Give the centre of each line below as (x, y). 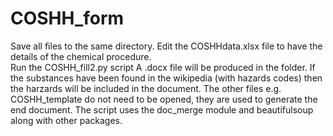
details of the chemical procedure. (81, 56)
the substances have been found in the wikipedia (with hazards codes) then (166, 78)
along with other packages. (66, 120)
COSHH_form (67, 18)
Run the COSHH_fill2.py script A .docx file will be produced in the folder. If (163, 67)
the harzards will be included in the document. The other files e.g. (146, 88)
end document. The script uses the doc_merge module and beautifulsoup (162, 109)
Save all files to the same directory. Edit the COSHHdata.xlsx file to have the (166, 46)
